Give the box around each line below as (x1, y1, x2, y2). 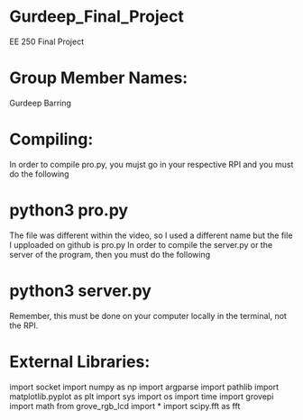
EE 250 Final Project (9, 36, 85, 47)
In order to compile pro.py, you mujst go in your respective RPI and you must (9, 159, 294, 169)
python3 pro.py (9, 200, 129, 220)
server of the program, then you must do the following (9, 249, 210, 260)
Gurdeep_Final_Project (9, 6, 185, 27)
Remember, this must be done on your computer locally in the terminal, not (9, 310, 287, 321)
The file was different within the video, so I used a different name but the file (9, 230, 293, 241)
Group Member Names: (9, 68, 188, 88)
